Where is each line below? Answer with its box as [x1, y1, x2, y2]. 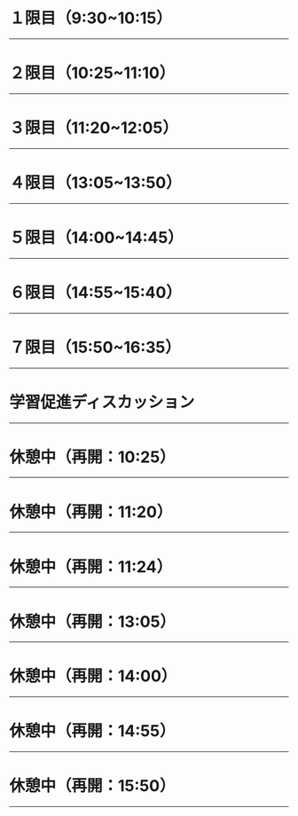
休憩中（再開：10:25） [9, 447, 176, 467]
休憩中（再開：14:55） [9, 721, 176, 741]
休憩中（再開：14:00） [9, 666, 177, 687]
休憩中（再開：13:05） [9, 611, 176, 632]
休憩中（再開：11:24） [9, 556, 173, 577]
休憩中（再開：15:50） [9, 776, 176, 796]
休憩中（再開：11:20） [9, 502, 173, 522]
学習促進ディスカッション [9, 392, 195, 412]
